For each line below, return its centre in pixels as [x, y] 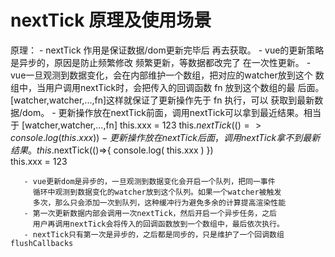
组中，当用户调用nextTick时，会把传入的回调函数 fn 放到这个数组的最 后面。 [167, 87]
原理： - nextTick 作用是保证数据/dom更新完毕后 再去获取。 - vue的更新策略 [167, 50]
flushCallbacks [42, 243]
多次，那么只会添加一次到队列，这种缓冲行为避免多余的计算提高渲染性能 [159, 202]
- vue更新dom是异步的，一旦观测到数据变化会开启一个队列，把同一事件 [149, 181]
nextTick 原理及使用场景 [111, 20]
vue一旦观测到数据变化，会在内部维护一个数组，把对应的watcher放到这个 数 [167, 75]
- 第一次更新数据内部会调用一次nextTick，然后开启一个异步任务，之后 [150, 213]
